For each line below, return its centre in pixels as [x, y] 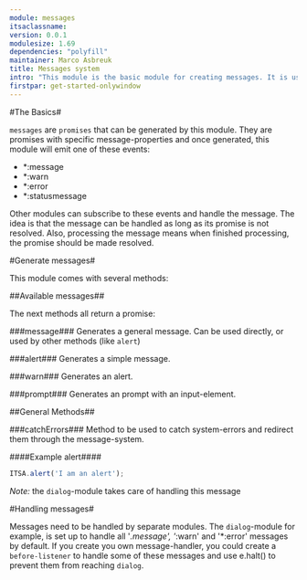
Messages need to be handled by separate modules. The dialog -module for [152, 526]
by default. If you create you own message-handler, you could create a [143, 545]
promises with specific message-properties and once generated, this [139, 139]
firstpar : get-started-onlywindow [75, 86]
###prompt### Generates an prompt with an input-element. [123, 394]
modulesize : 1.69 [42, 43]
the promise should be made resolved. [82, 242]
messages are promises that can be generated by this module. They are [141, 130]
